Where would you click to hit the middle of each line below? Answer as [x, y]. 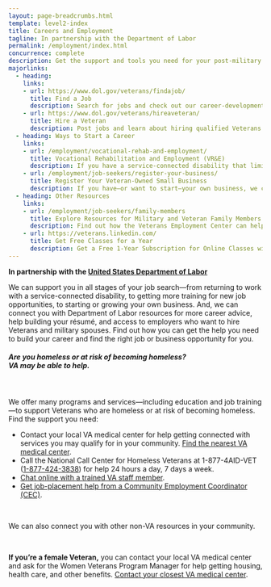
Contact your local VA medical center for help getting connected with [135, 434]
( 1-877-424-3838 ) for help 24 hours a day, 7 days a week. [117, 468]
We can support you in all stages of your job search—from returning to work [135, 287]
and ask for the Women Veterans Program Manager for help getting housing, [135, 565]
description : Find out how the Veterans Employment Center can [138, 226]
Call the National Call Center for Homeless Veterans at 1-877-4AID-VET [138, 460]
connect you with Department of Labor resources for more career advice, [130, 312]
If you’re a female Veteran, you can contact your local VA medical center [130, 557]
